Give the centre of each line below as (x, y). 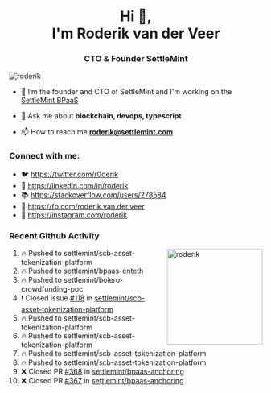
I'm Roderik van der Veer (136, 33)
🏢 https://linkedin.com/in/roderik (74, 185)
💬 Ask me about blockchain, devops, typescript (101, 116)
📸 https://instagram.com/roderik (74, 215)
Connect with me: (45, 156)
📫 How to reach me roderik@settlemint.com (97, 132)
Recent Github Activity (54, 235)
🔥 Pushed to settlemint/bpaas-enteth (82, 271)
